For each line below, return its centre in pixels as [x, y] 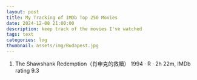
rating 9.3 [27, 70]
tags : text [20, 35]
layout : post [23, 12]
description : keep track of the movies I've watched [74, 29]
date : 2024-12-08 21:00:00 [40, 23]
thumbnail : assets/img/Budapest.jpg [52, 46]
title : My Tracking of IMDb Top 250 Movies [62, 18]
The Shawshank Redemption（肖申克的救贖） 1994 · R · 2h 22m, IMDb [103, 64]
